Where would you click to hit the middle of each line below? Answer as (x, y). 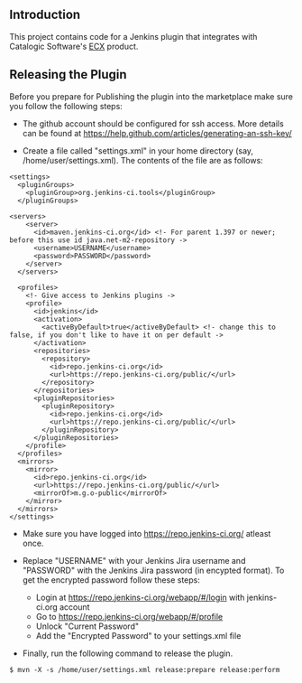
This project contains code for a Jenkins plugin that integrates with (133, 36)
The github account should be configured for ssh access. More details (153, 123)
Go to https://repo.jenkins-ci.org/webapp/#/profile (129, 616)
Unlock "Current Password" (87, 626)
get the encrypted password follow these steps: (111, 580)
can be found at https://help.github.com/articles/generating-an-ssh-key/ (157, 133)
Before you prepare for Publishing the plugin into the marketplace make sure (151, 96)
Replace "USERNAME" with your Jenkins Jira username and (134, 560)
